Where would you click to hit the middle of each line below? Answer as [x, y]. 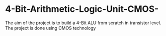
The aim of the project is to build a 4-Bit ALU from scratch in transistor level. [83, 23]
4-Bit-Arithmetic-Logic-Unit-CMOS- [82, 9]
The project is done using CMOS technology [50, 28]
